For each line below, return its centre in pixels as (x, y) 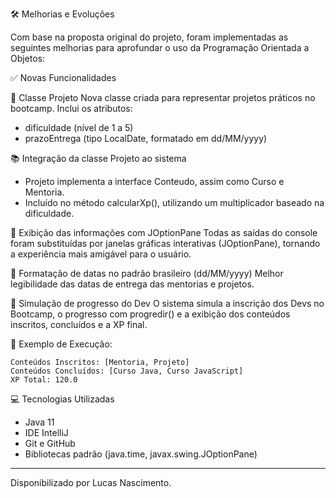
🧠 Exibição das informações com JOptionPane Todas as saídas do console (164, 232)
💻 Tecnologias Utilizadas (62, 399)
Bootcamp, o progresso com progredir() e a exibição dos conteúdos (150, 314)
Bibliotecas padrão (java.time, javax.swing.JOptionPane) (141, 454)
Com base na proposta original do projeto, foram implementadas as (149, 37)
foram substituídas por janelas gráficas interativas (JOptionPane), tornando (165, 243)
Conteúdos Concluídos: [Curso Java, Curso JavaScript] (127, 371)
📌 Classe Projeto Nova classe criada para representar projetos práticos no (163, 97)
